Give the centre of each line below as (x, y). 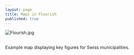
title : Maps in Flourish (31, 14)
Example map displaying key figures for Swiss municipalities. (67, 48)
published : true (22, 19)
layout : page (19, 10)
